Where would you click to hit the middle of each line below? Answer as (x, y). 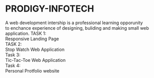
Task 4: (13, 65)
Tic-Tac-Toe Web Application (35, 60)
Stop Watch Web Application (35, 49)
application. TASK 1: (26, 33)
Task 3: (13, 55)
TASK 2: (14, 44)
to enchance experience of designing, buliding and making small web (77, 28)
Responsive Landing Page (32, 39)
